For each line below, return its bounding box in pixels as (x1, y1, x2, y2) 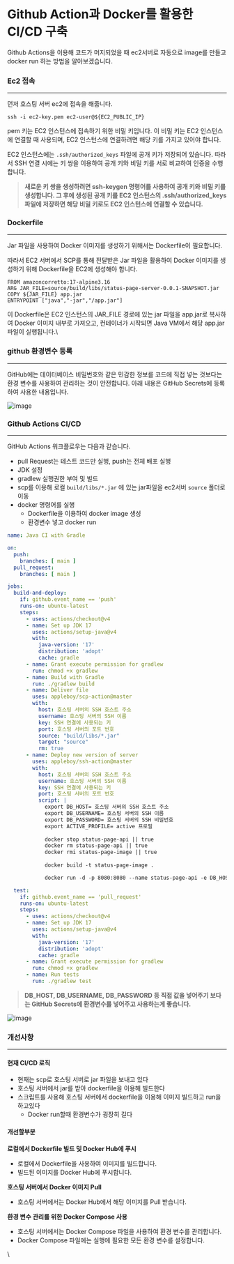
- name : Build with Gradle (25, 673, 104, 680)
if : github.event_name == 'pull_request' (19, 893, 141, 900)
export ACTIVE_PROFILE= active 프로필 (44, 823, 153, 830)
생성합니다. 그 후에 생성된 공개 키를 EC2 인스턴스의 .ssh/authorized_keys (24, 191, 227, 199)
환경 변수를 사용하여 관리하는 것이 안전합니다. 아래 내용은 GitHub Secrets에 (7, 379, 212, 387)
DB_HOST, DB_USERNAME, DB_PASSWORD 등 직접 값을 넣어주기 (24, 991, 209, 999)
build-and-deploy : (13, 590, 68, 597)
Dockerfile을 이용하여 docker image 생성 (27, 510, 141, 518)
